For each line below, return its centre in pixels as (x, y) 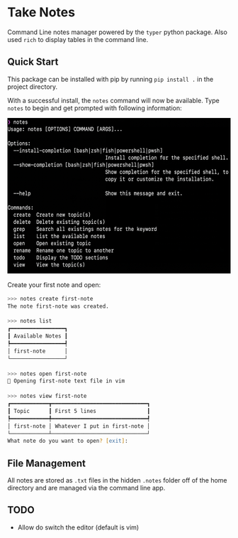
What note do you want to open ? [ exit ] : (68, 441)
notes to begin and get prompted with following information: (95, 108)
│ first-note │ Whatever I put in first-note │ (79, 426)
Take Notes (41, 12)
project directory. (33, 87)
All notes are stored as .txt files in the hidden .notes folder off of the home (117, 480)
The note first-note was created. (58, 306)
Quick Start (33, 62)
